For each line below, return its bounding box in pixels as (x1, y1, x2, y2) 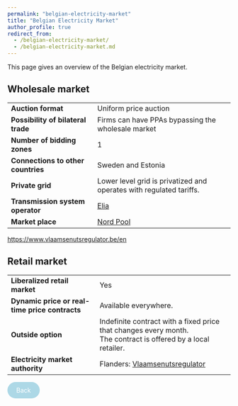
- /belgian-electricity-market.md (13, 43, 115, 50)
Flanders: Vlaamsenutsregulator (99, 359, 206, 368)
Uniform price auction (97, 103, 170, 113)
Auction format (11, 103, 64, 113)
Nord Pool (97, 217, 131, 227)
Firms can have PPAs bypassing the (97, 115, 216, 125)
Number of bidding (11, 135, 76, 145)
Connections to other (11, 155, 85, 165)
